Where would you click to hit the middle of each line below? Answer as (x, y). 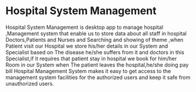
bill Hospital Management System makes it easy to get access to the (88, 71)
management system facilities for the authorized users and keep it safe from (98, 77)
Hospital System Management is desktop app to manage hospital (84, 27)
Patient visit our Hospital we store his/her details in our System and (87, 46)
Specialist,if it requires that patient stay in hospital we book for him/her (91, 58)
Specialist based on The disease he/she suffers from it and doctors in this (95, 52)
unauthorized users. (30, 83)
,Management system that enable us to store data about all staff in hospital (96, 33)
